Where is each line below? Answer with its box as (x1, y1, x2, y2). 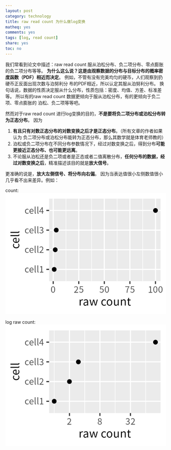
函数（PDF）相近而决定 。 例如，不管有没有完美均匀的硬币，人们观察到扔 (9, 74, 163, 80)
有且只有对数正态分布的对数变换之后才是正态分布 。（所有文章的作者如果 (12, 128, 163, 134)
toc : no (5, 46, 22, 51)
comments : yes (5, 30, 36, 35)
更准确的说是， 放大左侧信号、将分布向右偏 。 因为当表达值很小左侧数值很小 (5, 170, 163, 176)
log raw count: (5, 319, 36, 325)
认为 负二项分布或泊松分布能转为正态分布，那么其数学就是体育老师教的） (12, 134, 166, 140)
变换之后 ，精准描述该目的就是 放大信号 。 (26, 160, 111, 166)
